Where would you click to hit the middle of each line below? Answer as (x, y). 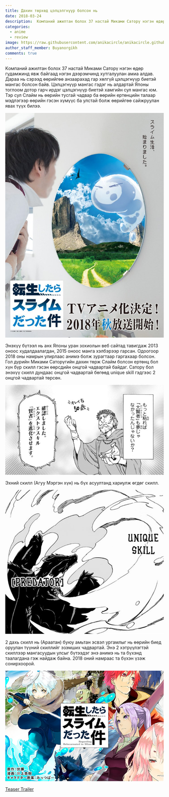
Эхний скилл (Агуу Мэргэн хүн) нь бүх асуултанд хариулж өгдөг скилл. (82, 483)
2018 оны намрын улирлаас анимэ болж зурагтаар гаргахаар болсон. (80, 356)
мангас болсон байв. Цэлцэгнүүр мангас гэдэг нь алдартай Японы (77, 84)
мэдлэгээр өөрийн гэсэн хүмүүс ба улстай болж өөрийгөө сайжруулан (82, 100)
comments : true (21, 53)
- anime (18, 32)
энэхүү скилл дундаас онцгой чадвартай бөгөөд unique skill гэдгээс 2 (80, 373)
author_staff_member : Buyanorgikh (41, 48)
